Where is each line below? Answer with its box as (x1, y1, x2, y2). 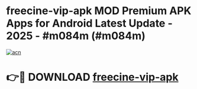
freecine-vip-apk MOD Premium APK (6, 4, 192, 18)
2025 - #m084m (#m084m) (6, 29, 146, 42)
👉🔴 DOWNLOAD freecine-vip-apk (6, 71, 179, 84)
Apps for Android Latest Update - (6, 17, 173, 30)
